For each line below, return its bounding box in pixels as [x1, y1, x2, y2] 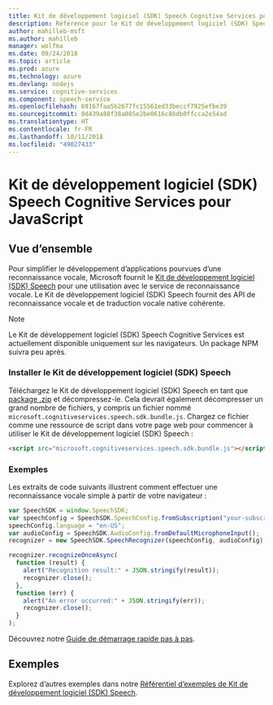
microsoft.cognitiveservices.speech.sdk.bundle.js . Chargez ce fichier [8, 411, 249, 421]
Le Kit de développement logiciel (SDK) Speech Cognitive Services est [8, 330, 245, 340]
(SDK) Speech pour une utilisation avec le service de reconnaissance [8, 281, 240, 291]
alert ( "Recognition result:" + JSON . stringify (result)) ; [23, 566, 220, 575]
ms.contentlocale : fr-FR [8, 125, 93, 133]
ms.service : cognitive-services [8, 87, 118, 96]
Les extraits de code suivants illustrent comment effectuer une [8, 482, 218, 491]
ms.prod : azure [8, 65, 60, 73]
